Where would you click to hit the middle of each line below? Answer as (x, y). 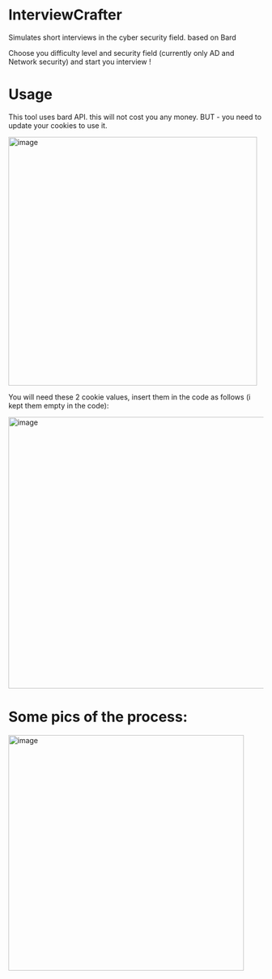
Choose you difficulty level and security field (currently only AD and (121, 53)
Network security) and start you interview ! (80, 62)
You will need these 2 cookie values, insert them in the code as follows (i (130, 397)
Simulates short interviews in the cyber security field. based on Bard (122, 37)
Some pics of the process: (98, 717)
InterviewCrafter (66, 15)
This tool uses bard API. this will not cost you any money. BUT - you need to (135, 117)
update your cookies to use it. (58, 125)
